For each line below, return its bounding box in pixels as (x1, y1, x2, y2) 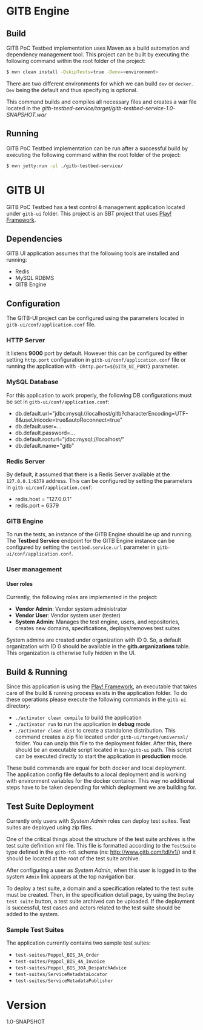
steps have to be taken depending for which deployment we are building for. (6, 783, 197, 791)
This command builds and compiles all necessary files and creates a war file (6, 98, 197, 105)
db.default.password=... (15, 429, 75, 436)
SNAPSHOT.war (6, 111, 47, 118)
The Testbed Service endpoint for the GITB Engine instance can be (6, 537, 175, 545)
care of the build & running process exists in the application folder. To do (6, 689, 188, 697)
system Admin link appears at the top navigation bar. (6, 873, 135, 880)
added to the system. (6, 911, 59, 918)
